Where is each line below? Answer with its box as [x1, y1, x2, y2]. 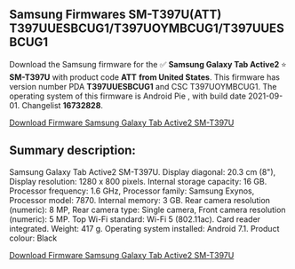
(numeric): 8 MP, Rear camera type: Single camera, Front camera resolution [9, 204, 286, 215]
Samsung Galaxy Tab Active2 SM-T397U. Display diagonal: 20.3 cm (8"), [9, 166, 276, 177]
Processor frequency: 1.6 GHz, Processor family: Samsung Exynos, [9, 186, 255, 196]
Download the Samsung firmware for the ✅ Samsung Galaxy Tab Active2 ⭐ [9, 59, 287, 69]
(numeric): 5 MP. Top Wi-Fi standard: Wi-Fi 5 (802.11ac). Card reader [9, 213, 260, 225]
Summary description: [9, 143, 136, 158]
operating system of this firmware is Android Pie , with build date [9, 91, 247, 101]
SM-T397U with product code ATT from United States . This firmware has [9, 71, 280, 83]
